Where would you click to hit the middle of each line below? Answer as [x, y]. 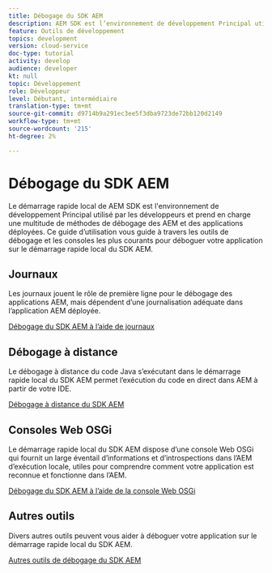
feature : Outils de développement [67, 31]
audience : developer [43, 69]
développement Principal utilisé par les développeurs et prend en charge [130, 214]
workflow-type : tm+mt [45, 121]
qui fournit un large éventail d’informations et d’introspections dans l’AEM [130, 458]
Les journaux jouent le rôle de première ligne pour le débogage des [121, 294]
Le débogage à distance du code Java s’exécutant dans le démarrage [125, 371]
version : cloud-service [49, 46]
